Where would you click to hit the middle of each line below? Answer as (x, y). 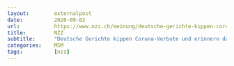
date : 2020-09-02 (46, 20)
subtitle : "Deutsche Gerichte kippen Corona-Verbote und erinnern (113, 39)
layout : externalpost (49, 13)
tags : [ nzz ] (39, 52)
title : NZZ (36, 33)
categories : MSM (36, 45)
